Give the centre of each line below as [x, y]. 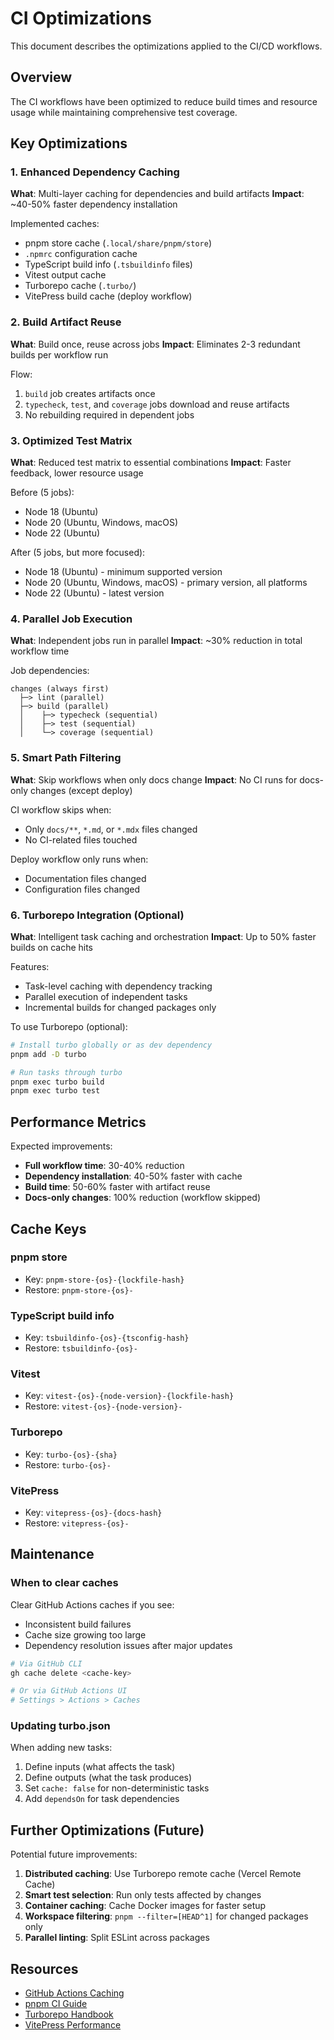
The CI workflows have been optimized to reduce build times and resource [164, 101]
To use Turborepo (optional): [69, 1026]
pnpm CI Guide [56, 2004]
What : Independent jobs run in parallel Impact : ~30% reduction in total [156, 641]
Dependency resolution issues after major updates [128, 1645]
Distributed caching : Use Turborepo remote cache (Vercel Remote [163, 1874]
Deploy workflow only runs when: [79, 859]
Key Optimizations [69, 143]
